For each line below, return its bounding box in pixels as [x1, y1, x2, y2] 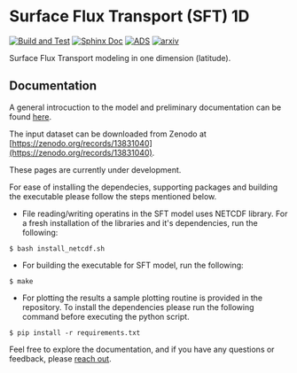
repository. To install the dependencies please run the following [21, 301, 254, 312]
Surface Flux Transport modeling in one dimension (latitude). [9, 52, 231, 63]
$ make [9, 276, 34, 285]
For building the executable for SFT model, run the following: [21, 260, 244, 270]
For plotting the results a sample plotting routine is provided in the [21, 292, 263, 303]
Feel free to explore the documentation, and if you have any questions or [9, 344, 275, 354]
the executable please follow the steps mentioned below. [9, 190, 217, 201]
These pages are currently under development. [9, 164, 182, 175]
